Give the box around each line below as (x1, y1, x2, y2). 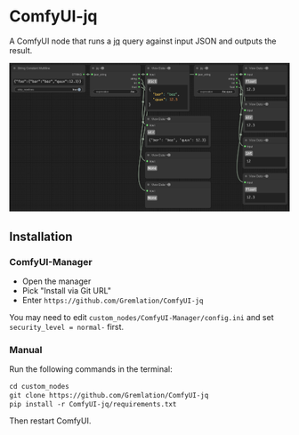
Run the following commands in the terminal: (9, 364, 174, 375)
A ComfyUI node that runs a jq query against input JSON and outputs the (9, 36, 277, 46)
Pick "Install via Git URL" (21, 286, 111, 296)
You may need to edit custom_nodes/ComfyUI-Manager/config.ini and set (9, 312, 274, 323)
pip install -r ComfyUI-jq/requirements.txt (9, 400, 177, 409)
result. (9, 44, 33, 55)
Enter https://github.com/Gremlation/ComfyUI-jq (21, 295, 204, 306)
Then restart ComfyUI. (9, 415, 92, 426)
